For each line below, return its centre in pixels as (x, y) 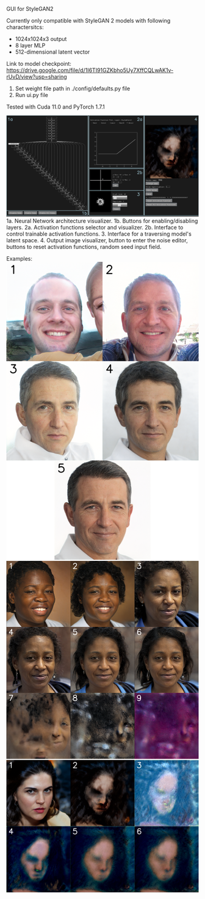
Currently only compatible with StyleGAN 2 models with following (88, 20)
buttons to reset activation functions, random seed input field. (84, 247)
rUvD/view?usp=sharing (37, 77)
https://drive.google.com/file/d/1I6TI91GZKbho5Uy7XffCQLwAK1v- (90, 70)
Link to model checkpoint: (39, 64)
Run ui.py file (32, 95)
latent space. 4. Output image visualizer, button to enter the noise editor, (97, 240)
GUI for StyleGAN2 (30, 9)
